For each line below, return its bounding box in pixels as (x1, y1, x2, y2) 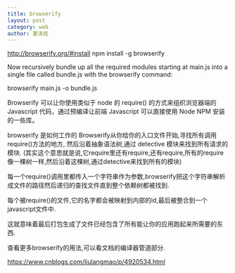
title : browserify (7, 10, 61, 18)
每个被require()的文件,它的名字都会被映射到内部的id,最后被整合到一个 (7, 196, 208, 205)
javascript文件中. (7, 205, 56, 213)
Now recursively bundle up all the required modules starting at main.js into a (7, 63, 229, 71)
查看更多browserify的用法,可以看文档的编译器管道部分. (7, 243, 165, 252)
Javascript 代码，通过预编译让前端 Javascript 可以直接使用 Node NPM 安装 (7, 107, 225, 116)
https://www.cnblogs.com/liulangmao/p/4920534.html (7, 258, 165, 266)
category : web (7, 23, 49, 30)
